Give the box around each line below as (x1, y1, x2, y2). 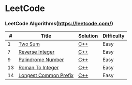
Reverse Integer (18, 49, 55, 56)
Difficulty (103, 32, 125, 39)
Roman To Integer (18, 64, 59, 71)
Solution (78, 32, 98, 39)
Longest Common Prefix (18, 72, 74, 79)
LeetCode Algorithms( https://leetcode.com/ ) (5, 20, 114, 27)
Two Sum (18, 41, 40, 47)
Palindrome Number (18, 57, 64, 63)
